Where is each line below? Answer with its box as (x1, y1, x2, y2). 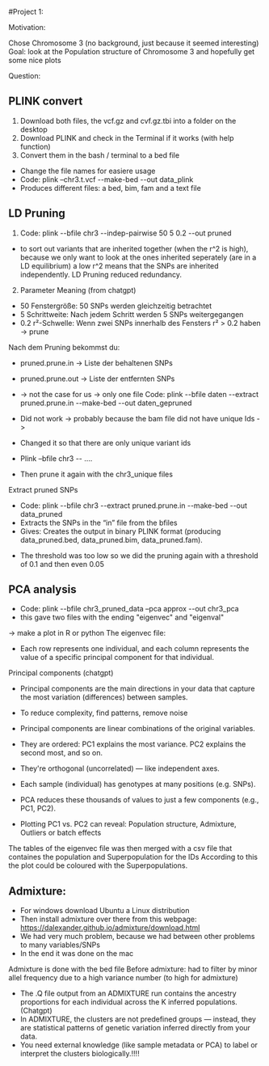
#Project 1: (8, 7, 44, 16)
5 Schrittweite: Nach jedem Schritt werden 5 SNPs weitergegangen (19, 309, 244, 319)
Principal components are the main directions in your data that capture (19, 683, 255, 694)
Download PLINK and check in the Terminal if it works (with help (19, 133, 234, 142)
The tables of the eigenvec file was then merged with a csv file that (8, 844, 233, 853)
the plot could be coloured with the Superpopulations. (8, 861, 188, 870)
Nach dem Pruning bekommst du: (8, 342, 120, 352)
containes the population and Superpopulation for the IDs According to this (8, 852, 258, 862)
